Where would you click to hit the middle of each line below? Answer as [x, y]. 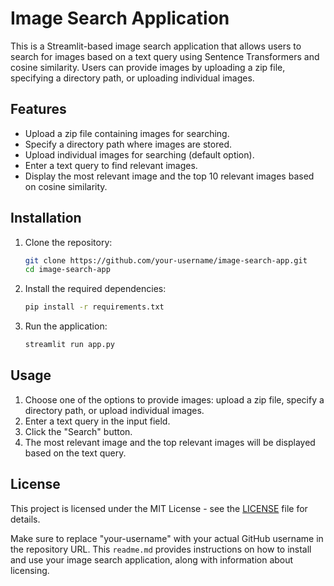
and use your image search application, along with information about [152, 559]
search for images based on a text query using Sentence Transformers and [165, 56]
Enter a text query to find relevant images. [111, 165]
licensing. [30, 570]
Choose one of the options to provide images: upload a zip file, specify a [174, 399]
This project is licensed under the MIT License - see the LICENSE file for [159, 508]
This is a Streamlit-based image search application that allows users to [156, 46]
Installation [46, 218]
